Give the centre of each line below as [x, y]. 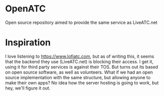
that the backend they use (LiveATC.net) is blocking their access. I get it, [79, 61]
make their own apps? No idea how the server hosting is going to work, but [82, 83]
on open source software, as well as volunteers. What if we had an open [79, 72]
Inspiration [28, 43]
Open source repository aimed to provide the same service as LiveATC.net [81, 22]
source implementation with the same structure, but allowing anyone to [78, 77]
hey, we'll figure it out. [28, 88]
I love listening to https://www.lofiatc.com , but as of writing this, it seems [80, 56]
